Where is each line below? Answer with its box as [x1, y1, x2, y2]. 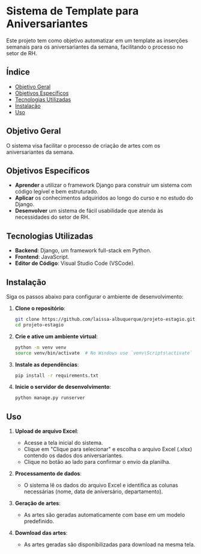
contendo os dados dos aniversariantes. [23, 452, 124, 459]
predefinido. [23, 518, 55, 525]
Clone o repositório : [14, 305, 66, 312]
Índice [6, 67, 30, 78]
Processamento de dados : [14, 470, 82, 477]
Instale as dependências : [14, 361, 79, 368]
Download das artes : [14, 529, 68, 537]
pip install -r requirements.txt [14, 373, 99, 379]
